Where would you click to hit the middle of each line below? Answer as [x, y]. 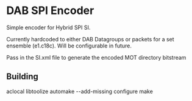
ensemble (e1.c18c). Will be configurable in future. [69, 46]
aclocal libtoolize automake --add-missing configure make [80, 91]
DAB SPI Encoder [50, 11]
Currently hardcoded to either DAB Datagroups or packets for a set [91, 39]
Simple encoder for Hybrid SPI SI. [48, 27]
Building [22, 77]
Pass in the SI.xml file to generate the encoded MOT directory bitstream [96, 57]
